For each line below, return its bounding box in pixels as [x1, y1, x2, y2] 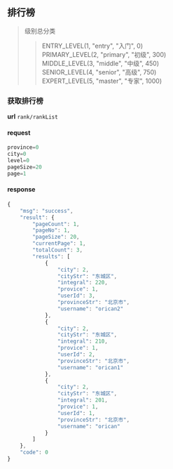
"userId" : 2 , [57, 351, 96, 358]
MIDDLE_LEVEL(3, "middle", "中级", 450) [41, 59, 160, 67]
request [7, 128, 31, 137]
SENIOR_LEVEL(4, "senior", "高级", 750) [41, 67, 157, 76]
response [7, 185, 36, 194]
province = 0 [7, 144, 39, 151]
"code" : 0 [20, 449, 49, 456]
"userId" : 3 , [57, 292, 96, 300]
